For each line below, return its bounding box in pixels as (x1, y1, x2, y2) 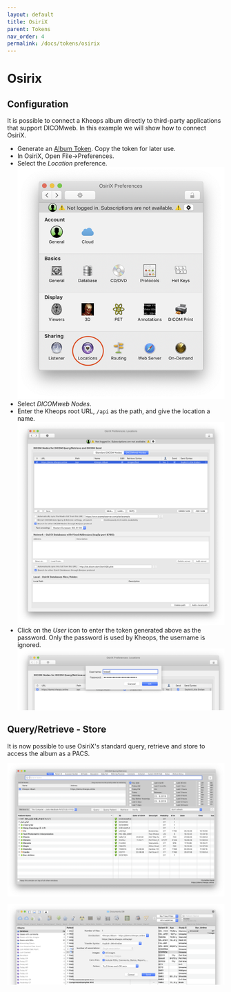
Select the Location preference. (17, 159, 108, 168)
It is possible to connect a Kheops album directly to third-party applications (7, 117, 221, 125)
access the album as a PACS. (7, 749, 90, 757)
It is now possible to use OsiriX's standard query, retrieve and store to (7, 742, 205, 750)
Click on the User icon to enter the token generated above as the (17, 626, 201, 634)
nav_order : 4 (7, 33, 45, 40)
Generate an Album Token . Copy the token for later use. (17, 145, 176, 153)
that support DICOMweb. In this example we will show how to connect (7, 124, 207, 132)
